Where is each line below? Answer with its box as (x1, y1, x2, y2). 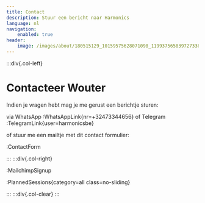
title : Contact (6, 9, 45, 15)
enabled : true (17, 32, 53, 38)
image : (17, 43, 34, 49)
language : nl (6, 20, 40, 26)
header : (6, 37, 26, 43)
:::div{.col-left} (6, 59, 43, 67)
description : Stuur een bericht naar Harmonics (6, 15, 130, 21)
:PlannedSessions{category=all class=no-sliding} (6, 178, 131, 186)
